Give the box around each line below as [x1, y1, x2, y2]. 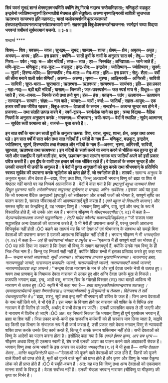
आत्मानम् [148, 115, 162, 120]
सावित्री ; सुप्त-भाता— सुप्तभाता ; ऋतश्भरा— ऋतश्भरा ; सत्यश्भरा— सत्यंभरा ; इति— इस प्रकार [10, 81, 161, 87]
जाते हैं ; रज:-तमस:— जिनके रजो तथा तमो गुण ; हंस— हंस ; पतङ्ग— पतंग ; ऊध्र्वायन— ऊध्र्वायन [5, 92, 160, 98]
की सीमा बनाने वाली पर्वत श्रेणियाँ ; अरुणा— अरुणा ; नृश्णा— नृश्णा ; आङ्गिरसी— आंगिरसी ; [5, 75, 149, 81]
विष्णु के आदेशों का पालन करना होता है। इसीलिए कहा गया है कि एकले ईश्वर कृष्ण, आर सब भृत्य [5, 333, 152, 338]
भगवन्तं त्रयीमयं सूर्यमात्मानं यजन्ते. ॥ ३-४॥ [5, 27, 71, 33]
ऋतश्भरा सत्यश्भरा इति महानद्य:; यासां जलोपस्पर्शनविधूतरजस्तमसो [5, 16, 108, 22]
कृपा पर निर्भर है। [5, 372, 32, 378]
